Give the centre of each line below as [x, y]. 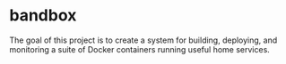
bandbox [43, 16]
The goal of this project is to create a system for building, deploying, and [143, 40]
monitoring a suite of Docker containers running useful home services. [140, 49]
